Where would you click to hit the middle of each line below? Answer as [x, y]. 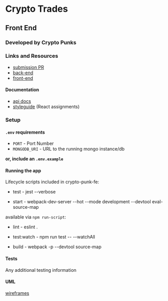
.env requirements [25, 132]
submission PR [28, 67]
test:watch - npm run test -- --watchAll [54, 237]
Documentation [22, 90]
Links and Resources [32, 56]
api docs [22, 101]
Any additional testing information [41, 270]
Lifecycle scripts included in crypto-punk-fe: [52, 182]
